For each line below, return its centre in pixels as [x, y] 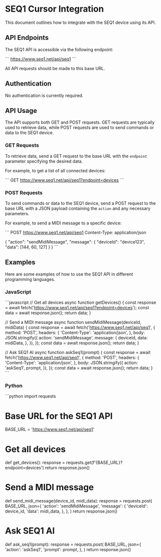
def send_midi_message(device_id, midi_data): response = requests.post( [79, 501]
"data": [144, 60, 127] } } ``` [32, 247]
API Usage [21, 111]
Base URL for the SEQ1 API [59, 416]
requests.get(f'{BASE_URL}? [94, 463]
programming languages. [30, 279]
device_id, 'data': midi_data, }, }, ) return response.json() [61, 511]
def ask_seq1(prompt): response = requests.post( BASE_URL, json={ [73, 544]
